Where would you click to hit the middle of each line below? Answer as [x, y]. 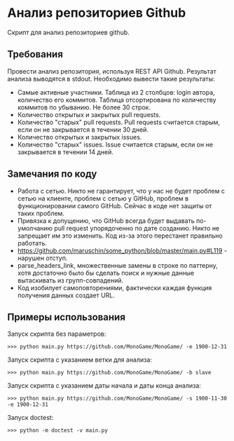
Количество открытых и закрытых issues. [80, 137]
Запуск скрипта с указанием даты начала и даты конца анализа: [104, 386]
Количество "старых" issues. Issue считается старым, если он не [115, 144]
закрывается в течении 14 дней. [66, 151]
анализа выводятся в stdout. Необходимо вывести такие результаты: [111, 79]
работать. [32, 243]
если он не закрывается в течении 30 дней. [83, 129]
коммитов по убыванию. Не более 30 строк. [84, 107]
